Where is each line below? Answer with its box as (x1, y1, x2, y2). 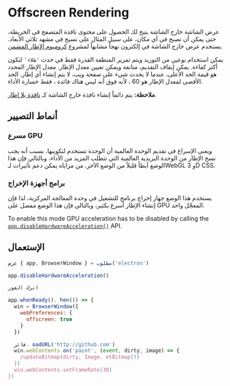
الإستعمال (8, 241, 45, 253)
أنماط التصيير (8, 110, 57, 122)
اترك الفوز (8, 285, 39, 291)
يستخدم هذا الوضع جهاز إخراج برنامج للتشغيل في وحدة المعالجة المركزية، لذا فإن (8, 193, 212, 202)
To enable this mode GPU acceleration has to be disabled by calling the (8, 214, 209, 222)
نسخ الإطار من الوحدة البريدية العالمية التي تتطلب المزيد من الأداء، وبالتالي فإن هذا (8, 154, 216, 162)
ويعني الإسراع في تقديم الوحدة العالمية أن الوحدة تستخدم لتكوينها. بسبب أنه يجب (8, 146, 213, 155)
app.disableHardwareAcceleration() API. (8, 221, 123, 230)
